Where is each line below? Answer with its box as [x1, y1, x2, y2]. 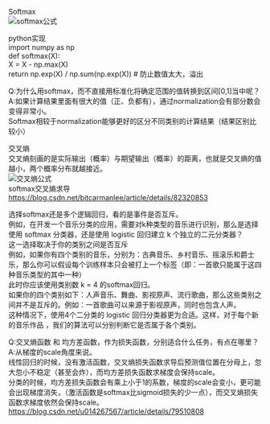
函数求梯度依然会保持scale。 [8, 397, 104, 407]
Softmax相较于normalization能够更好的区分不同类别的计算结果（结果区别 [8, 117, 250, 126]
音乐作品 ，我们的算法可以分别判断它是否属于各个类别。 [14, 320, 201, 329]
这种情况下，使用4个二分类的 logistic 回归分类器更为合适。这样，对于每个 [8, 310, 252, 319]
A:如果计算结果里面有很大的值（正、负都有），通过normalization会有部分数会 [8, 97, 261, 105]
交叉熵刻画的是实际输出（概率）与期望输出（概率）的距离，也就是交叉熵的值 [8, 154, 262, 163]
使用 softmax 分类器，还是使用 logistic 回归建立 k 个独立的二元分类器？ [8, 229, 243, 239]
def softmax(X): [8, 51, 60, 60]
